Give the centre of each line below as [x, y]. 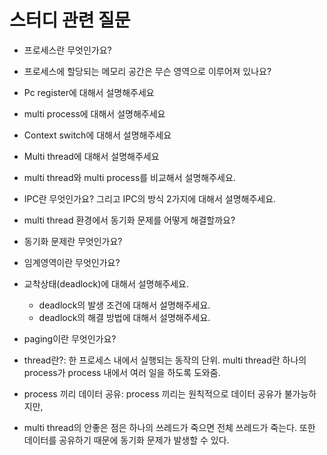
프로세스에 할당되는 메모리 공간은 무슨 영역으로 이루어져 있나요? [147, 71]
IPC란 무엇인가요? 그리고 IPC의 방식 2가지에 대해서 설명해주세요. [150, 198]
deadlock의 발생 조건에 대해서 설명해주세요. [124, 305]
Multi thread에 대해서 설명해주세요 [91, 156]
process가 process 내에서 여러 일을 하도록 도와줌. [122, 372]
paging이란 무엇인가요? [70, 338]
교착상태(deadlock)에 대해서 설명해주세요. [106, 283]
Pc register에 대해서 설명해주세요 [89, 92]
